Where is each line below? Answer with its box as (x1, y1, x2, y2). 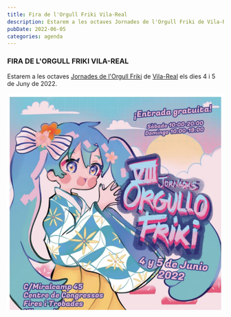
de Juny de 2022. (7, 79, 57, 87)
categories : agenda (7, 33, 63, 40)
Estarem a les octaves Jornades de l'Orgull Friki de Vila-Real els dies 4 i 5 (7, 72, 216, 80)
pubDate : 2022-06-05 (7, 25, 67, 32)
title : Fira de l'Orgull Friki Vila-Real (7, 11, 128, 18)
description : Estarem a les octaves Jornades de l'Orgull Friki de (7, 18, 205, 25)
